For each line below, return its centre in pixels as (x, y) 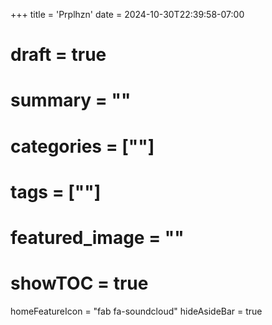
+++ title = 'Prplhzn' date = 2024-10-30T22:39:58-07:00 (127, 14)
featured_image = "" (97, 237)
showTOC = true (79, 283)
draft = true (58, 55)
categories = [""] (82, 146)
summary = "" (71, 100)
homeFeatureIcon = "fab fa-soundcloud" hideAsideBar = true (136, 311)
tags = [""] (56, 191)
